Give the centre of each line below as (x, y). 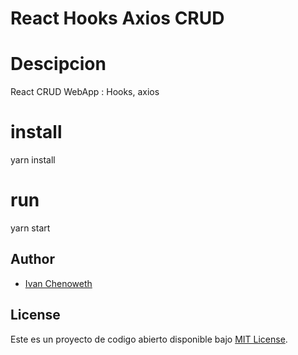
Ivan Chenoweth (58, 283)
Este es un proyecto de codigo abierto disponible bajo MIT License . (149, 339)
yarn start (30, 228)
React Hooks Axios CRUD (117, 18)
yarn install (33, 160)
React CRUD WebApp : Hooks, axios (85, 92)
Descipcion (58, 64)
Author (32, 259)
